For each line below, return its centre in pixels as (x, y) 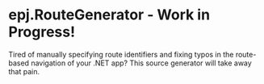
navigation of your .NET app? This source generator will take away (141, 63)
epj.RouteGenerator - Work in (109, 15)
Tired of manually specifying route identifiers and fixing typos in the (121, 54)
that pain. (24, 71)
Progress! (42, 32)
